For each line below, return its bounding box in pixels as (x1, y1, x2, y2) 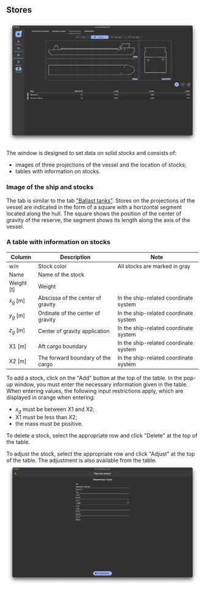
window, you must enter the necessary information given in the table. (14, 381, 188, 388)
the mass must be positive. (15, 420, 84, 427)
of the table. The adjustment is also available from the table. (6, 456, 157, 464)
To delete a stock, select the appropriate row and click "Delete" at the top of (6, 431, 198, 439)
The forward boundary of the (38, 354, 111, 362)
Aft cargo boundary (38, 342, 87, 350)
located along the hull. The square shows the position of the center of (6, 210, 182, 217)
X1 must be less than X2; (15, 413, 77, 420)
